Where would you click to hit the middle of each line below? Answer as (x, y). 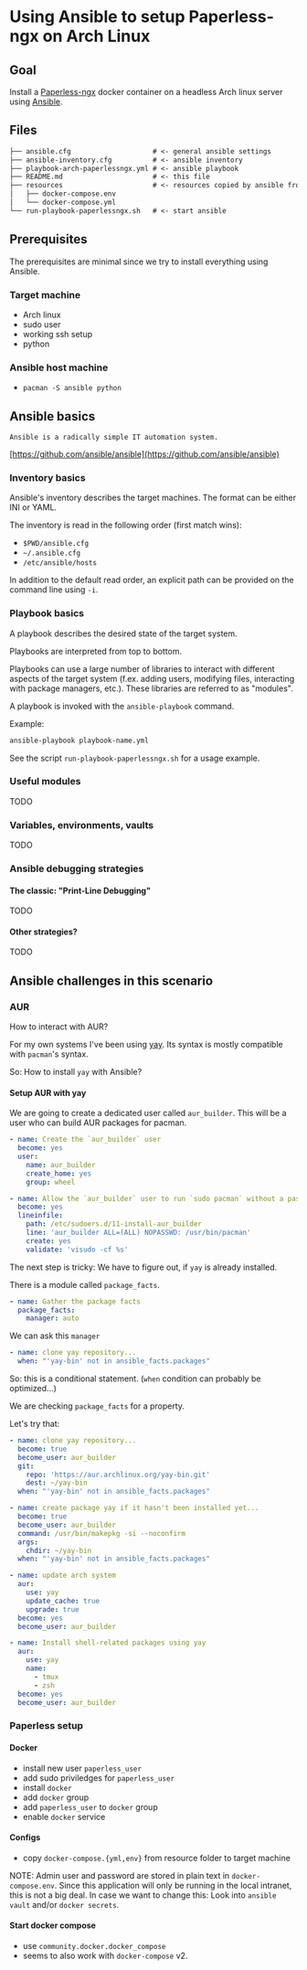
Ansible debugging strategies (77, 868)
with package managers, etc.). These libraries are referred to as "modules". (152, 688)
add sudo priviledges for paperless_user (99, 1778)
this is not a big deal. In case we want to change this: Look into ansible (143, 1895)
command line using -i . (54, 590)
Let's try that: (35, 1424)
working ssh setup (58, 334)
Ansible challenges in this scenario (111, 980)
